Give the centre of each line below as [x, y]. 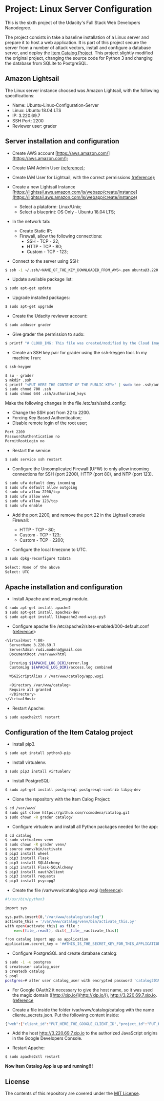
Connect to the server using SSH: [46, 261]
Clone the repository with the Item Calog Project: [61, 799]
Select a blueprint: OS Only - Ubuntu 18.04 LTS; [67, 212]
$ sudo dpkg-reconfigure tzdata [38, 558]
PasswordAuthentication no [32, 436]
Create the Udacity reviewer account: [50, 316]
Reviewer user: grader [34, 126]
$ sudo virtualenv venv [29, 840]
